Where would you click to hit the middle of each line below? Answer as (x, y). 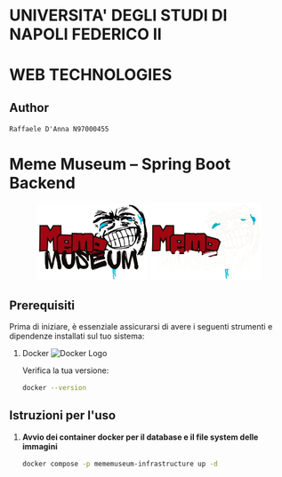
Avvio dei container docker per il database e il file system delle (140, 437)
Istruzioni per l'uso (63, 415)
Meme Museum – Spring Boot (120, 164)
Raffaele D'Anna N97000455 (59, 130)
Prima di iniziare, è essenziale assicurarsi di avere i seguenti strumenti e (141, 326)
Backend (42, 183)
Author (29, 107)
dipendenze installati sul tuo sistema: (77, 336)
